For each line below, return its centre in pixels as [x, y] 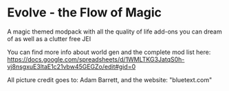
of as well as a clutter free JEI [49, 38]
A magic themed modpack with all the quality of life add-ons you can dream [115, 31]
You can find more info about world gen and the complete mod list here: [109, 52]
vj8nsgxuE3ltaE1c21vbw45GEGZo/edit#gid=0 [72, 66]
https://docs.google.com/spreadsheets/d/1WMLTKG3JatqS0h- [96, 59]
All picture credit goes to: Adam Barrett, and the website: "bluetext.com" [110, 79]
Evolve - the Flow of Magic [85, 13]
